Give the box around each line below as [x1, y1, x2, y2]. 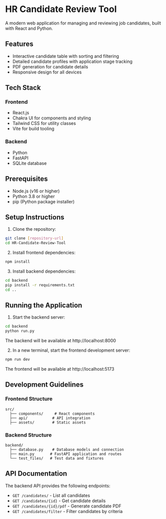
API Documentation [5, 470, 67, 478]
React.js [12, 110, 29, 116]
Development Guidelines [5, 381, 84, 389]
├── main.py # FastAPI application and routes [9, 452, 122, 457]
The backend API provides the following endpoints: [5, 483, 110, 489]
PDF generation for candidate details [12, 63, 88, 69]
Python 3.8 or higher [12, 193, 55, 199]
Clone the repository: [12, 226, 56, 232]
